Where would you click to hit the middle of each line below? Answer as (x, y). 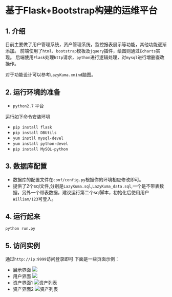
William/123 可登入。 (34, 199)
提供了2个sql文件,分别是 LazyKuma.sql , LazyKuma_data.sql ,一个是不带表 (86, 186)
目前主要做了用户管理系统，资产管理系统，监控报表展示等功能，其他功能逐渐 (86, 44)
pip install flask (32, 127)
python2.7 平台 (28, 105)
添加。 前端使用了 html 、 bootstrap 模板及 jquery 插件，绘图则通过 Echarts (81, 51)
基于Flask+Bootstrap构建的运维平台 (81, 11)
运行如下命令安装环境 (28, 117)
